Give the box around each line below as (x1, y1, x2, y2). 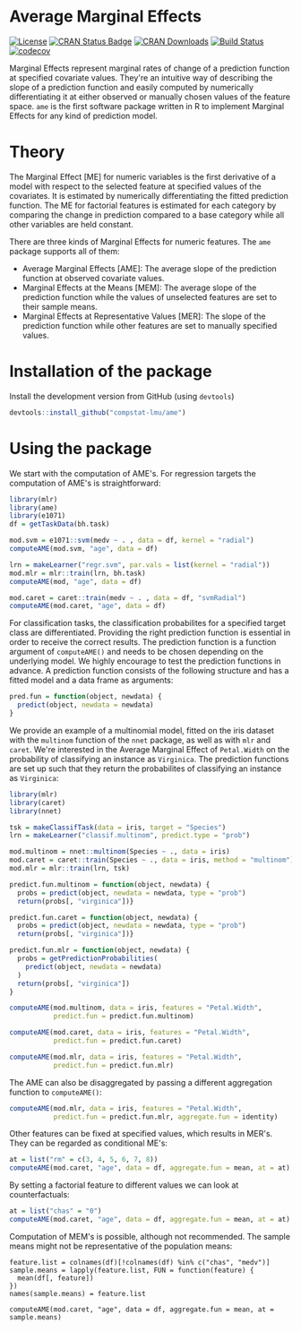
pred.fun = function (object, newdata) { (9, 692, 163, 701)
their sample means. (21, 301, 99, 312)
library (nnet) (9, 806, 63, 816)
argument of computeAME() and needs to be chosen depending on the (9, 647, 264, 657)
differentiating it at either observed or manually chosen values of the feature (9, 91, 291, 102)
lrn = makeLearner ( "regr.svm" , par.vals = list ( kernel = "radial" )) (9, 560, 271, 570)
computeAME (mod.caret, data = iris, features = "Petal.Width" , (9, 1028, 251, 1037)
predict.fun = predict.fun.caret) (53, 1036, 182, 1045)
